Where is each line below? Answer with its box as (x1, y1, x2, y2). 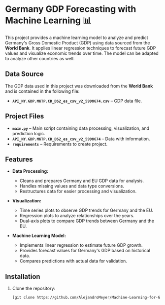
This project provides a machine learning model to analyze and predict (5, 35, 149, 40)
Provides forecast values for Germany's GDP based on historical (19, 248, 150, 254)
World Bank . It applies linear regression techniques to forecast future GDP (5, 45, 156, 51)
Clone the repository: (12, 285, 56, 292)
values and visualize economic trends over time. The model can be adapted (5, 50, 159, 56)
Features (5, 155, 33, 163)
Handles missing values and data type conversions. (19, 183, 125, 189)
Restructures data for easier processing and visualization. (19, 189, 137, 194)
